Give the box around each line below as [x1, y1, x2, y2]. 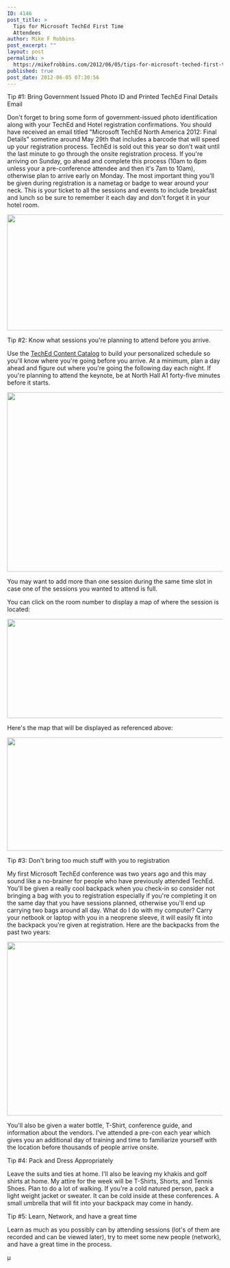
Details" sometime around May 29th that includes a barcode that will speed [7, 135, 220, 144]
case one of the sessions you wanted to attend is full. [7, 585, 157, 593]
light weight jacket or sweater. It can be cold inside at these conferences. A [7, 1192, 219, 1200]
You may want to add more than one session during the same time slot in [7, 578, 213, 586]
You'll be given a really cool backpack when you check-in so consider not [7, 884, 216, 893]
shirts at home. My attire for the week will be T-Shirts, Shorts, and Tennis [7, 1177, 213, 1186]
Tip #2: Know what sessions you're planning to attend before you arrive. [7, 336, 211, 344]
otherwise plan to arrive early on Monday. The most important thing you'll [7, 172, 214, 180]
